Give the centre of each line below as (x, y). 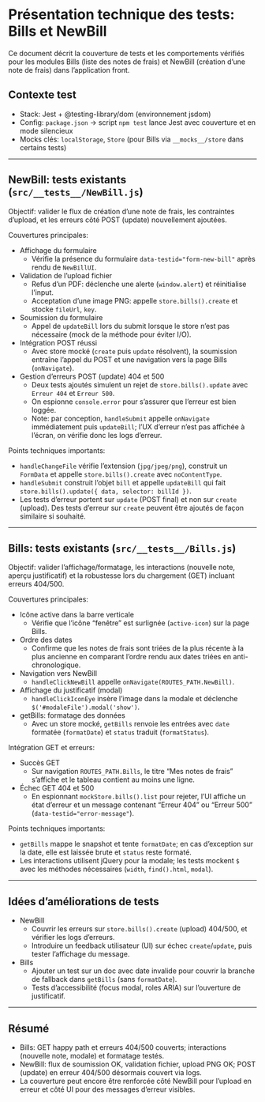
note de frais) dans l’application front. (69, 70)
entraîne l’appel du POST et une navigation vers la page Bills (129, 359)
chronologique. (56, 665)
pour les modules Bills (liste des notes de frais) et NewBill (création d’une (127, 62)
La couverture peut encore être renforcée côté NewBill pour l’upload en (136, 1081)
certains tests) (43, 147)
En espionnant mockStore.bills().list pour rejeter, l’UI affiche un (139, 797)
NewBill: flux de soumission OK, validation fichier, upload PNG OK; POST (138, 1064)
